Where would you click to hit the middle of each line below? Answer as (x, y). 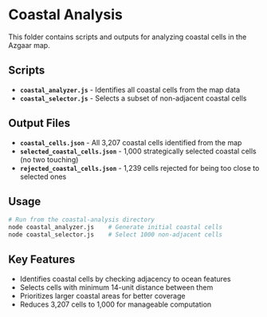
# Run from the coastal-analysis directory (82, 220)
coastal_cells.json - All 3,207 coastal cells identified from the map (131, 142)
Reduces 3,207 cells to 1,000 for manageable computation (116, 304)
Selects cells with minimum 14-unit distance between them (116, 287)
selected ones (43, 176)
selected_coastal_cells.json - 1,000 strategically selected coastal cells (138, 151)
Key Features (42, 260)
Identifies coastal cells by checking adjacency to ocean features (125, 279)
